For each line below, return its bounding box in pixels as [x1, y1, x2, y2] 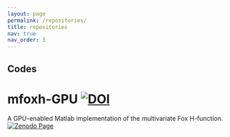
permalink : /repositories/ [7, 17, 87, 24]
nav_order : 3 [7, 37, 46, 44]
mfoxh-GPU [7, 91, 79, 107]
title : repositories [7, 23, 69, 30]
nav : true [7, 30, 37, 37]
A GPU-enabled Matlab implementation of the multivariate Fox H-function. [7, 114, 224, 123]
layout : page [7, 10, 46, 18]
